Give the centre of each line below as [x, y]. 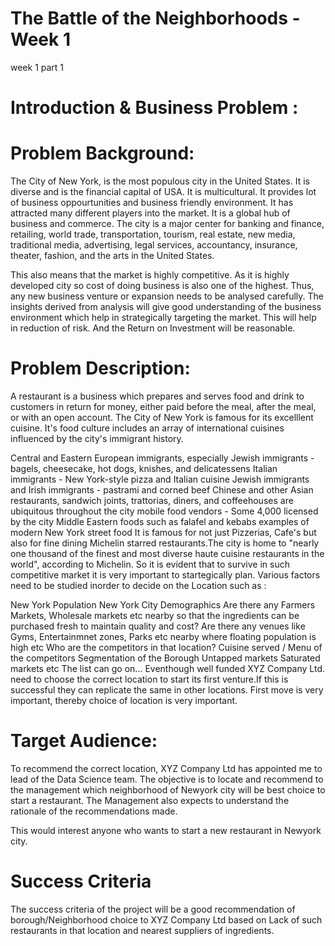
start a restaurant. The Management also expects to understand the [150, 800]
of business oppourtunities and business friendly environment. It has [152, 203]
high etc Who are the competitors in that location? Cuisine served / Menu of [166, 647]
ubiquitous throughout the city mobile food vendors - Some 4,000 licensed [164, 511]
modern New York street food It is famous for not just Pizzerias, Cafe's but [163, 532]
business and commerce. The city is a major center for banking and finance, [167, 224]
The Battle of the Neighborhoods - [155, 18]
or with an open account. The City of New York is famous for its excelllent [162, 417]
